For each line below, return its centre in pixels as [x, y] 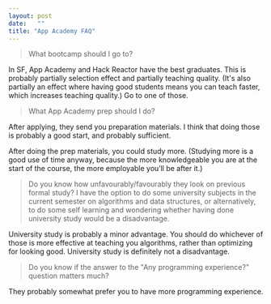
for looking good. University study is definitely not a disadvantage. [119, 251]
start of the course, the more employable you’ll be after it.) [106, 169]
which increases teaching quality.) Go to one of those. [98, 96]
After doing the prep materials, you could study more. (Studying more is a [131, 152]
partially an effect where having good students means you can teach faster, [134, 87]
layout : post [30, 16]
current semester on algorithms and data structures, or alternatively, [142, 201]
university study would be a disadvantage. [99, 219]
